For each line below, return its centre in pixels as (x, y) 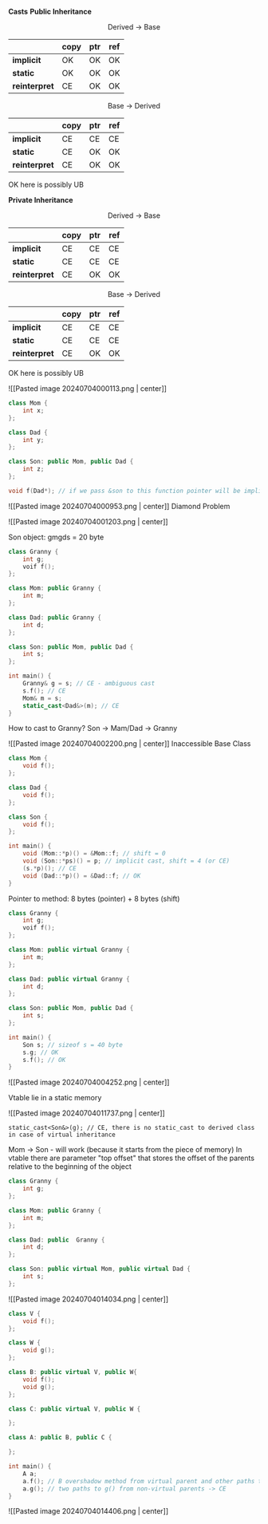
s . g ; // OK (41, 1052)
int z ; (33, 469)
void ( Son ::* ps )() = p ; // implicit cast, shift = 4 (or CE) (126, 861)
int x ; (33, 410)
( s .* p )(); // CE (50, 868)
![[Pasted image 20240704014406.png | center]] (89, 1511)
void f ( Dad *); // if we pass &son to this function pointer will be (124, 491)
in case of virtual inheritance (62, 1135)
